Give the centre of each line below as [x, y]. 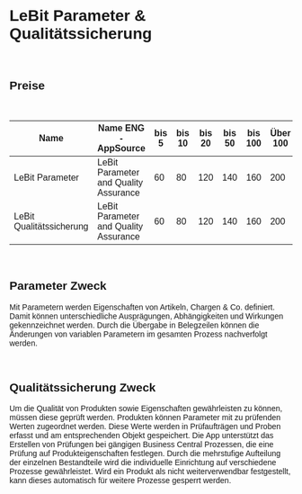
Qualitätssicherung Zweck [83, 387]
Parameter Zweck [58, 286]
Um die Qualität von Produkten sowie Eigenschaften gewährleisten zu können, [146, 409]
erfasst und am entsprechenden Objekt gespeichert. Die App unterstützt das [142, 436]
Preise [27, 85]
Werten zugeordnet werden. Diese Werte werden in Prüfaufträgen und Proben [145, 427]
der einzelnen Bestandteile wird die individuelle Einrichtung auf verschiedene [143, 463]
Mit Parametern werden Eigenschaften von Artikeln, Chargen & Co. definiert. [142, 307]
